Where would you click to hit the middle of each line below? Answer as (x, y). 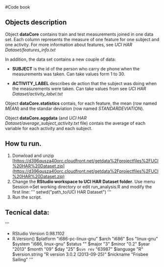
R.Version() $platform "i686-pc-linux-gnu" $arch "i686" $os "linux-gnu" (85, 239)
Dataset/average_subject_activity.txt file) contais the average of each (75, 123)
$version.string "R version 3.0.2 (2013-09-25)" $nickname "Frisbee (80, 254)
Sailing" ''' (23, 260)
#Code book (18, 7)
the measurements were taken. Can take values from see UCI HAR (79, 89)
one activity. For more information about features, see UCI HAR (69, 44)
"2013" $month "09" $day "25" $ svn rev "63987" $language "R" (78, 249)
